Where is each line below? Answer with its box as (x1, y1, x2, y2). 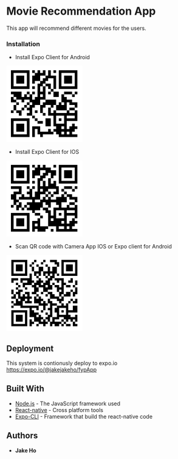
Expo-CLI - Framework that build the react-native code (15, 413, 153, 420)
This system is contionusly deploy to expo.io (6, 360, 118, 367)
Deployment (6, 343, 54, 353)
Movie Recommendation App (6, 4, 156, 18)
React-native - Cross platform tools (15, 406, 103, 413)
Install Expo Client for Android (15, 54, 90, 61)
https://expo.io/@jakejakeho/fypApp (6, 366, 97, 374)
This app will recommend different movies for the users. (6, 24, 147, 32)
